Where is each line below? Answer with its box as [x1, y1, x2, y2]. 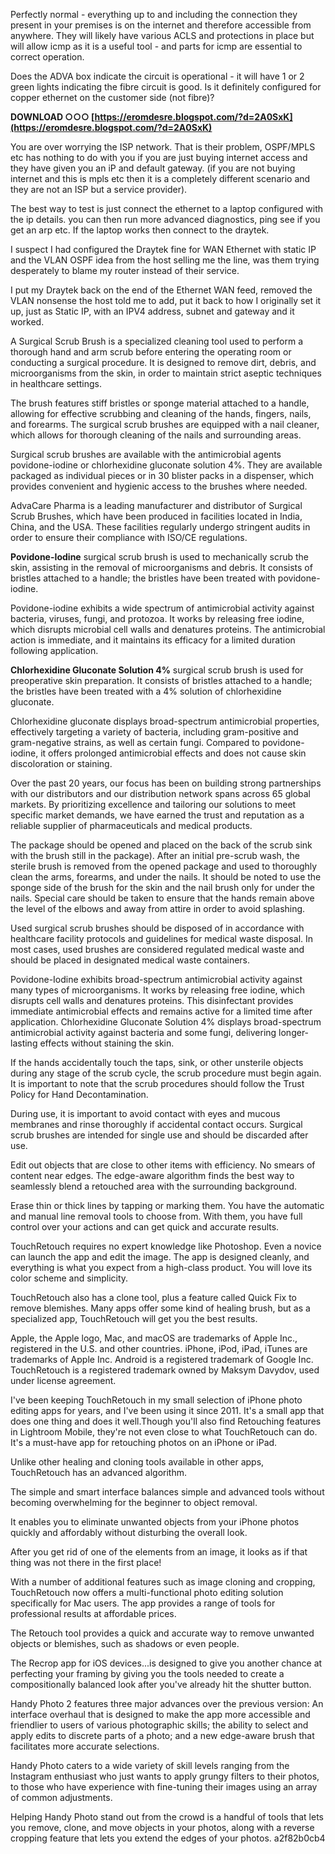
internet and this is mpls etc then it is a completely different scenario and [10, 173, 311, 184]
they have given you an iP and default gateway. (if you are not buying [10, 162, 296, 174]
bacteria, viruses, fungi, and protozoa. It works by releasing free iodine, [10, 613, 305, 624]
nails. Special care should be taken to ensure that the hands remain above [10, 892, 315, 904]
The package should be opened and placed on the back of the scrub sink [10, 839, 313, 851]
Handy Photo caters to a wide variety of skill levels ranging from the [10, 1760, 290, 1771]
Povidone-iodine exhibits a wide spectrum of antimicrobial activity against [10, 602, 315, 614]
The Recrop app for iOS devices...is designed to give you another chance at [10, 1657, 323, 1669]
